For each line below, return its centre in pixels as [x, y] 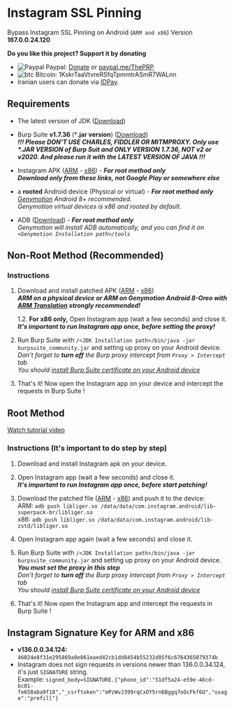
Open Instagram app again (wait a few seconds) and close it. [105, 539]
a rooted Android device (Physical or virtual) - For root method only [115, 191]
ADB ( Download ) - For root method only [75, 220]
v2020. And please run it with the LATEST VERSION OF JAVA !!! [111, 156]
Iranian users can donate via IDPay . [68, 81]
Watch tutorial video [36, 430]
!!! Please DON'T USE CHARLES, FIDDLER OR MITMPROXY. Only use [118, 142]
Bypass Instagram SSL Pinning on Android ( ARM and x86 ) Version [100, 32]
